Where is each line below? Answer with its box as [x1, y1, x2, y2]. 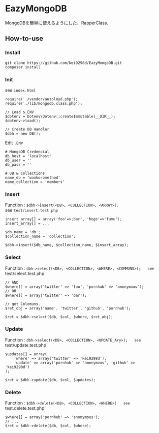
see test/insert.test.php [5, 207, 58, 213]
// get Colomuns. [5, 301, 41, 307]
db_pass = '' [5, 162, 32, 167]
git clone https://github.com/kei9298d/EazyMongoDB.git [5, 60, 122, 65]
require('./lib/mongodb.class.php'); [5, 101, 83, 106]
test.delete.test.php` [5, 405, 46, 411]
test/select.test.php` [5, 270, 46, 276]
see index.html [5, 87, 36, 93]
